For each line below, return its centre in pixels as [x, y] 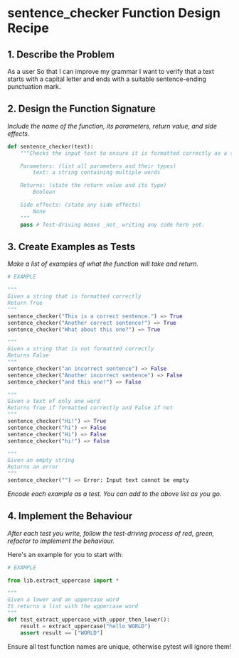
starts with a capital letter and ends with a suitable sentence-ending [107, 79]
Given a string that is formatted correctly [74, 296]
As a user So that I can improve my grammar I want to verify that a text [111, 71]
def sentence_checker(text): [51, 146]
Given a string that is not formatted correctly [81, 349]
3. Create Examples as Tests [71, 247]
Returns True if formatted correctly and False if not [90, 408]
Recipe [28, 28]
